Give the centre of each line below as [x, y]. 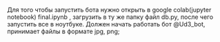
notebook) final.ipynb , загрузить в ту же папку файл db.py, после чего [110, 17]
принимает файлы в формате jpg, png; [63, 31]
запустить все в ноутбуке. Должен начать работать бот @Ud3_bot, [106, 24]
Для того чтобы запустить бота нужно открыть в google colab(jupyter [109, 10]
